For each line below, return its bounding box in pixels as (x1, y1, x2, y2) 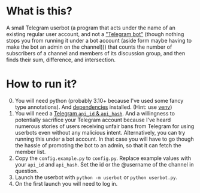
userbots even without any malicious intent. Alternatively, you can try (14, 129, 186, 136)
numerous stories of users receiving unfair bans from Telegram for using (14, 122, 195, 130)
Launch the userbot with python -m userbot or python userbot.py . (14, 173, 178, 181)
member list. (14, 148, 46, 155)
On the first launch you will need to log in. (14, 180, 118, 187)
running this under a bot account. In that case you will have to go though (14, 135, 194, 142)
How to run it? (6, 77, 77, 91)
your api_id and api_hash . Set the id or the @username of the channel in (14, 161, 194, 168)
